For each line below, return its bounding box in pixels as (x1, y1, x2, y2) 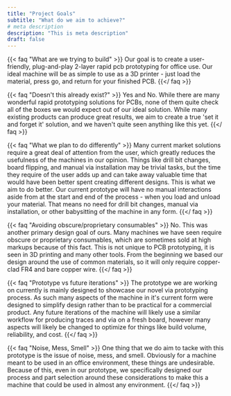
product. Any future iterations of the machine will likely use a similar (7, 308, 201, 317)
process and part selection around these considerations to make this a (7, 373, 209, 382)
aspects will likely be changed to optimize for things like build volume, (7, 323, 207, 331)
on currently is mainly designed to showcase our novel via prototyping (7, 286, 208, 295)
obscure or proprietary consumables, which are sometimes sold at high (7, 236, 212, 244)
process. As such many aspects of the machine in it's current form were (7, 293, 214, 302)
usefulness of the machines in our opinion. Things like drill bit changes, (7, 156, 211, 164)
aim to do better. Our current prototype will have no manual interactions (7, 185, 212, 194)
